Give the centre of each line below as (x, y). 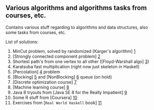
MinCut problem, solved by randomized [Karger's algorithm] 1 (74, 51)
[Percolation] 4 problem (36, 72)
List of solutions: (22, 42)
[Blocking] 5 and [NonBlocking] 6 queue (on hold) (62, 77)
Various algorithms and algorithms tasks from (76, 8)
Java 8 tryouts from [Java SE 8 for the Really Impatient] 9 (70, 92)
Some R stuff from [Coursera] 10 (45, 97)
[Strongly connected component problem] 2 (56, 56)
